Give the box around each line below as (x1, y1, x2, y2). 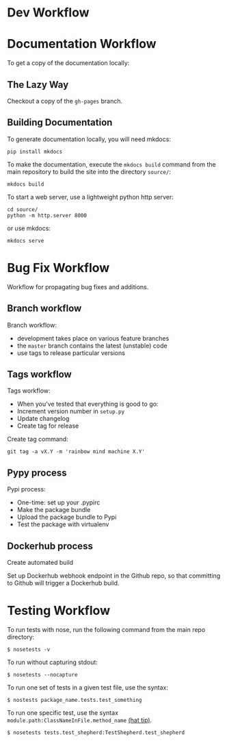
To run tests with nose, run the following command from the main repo (7, 625, 206, 633)
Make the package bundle (16, 506, 91, 514)
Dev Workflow (7, 5, 90, 21)
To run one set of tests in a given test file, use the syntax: (7, 683, 169, 692)
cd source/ (7, 206, 38, 213)
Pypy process (7, 467, 67, 478)
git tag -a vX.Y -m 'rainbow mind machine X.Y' (7, 448, 146, 455)
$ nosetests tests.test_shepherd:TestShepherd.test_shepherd (7, 729, 185, 736)
